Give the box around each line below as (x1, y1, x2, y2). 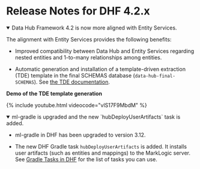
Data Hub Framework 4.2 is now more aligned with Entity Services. (11, 24, 177, 31)
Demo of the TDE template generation (6, 90, 103, 97)
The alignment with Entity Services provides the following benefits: (6, 35, 172, 43)
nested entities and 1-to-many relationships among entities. (14, 54, 162, 61)
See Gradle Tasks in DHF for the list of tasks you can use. (14, 155, 157, 163)
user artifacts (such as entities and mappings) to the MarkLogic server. (14, 149, 191, 156)
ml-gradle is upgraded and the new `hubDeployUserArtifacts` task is (11, 113, 181, 120)
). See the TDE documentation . (34, 78, 110, 85)
